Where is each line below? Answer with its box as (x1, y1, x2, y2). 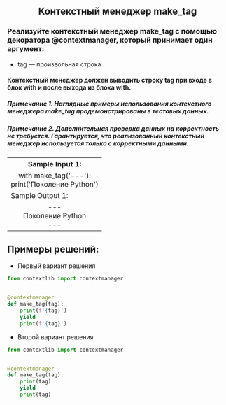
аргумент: (7, 44, 45, 54)
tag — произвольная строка (17, 59, 101, 69)
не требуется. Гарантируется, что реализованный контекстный (7, 132, 205, 141)
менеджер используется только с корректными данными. (7, 139, 189, 148)
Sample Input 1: (27, 159, 82, 169)
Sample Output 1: (10, 190, 69, 200)
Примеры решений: (7, 243, 99, 255)
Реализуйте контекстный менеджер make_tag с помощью (7, 27, 218, 36)
